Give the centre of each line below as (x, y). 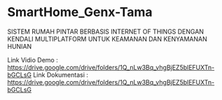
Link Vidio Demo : (33, 59)
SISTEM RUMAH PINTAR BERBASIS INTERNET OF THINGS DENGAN (106, 31)
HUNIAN (20, 46)
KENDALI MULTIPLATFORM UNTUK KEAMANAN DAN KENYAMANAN (107, 38)
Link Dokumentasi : (61, 75)
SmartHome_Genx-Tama (80, 12)
